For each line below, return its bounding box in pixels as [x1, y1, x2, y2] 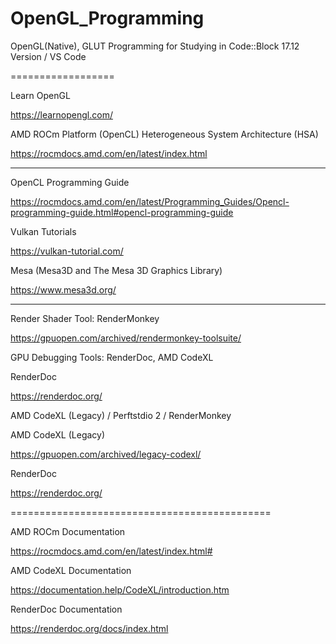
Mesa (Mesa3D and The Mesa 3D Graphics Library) [10, 264, 223, 276]
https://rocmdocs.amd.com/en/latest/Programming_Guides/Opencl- [10, 195, 290, 207]
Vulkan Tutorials [10, 225, 77, 237]
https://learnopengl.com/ [10, 108, 113, 121]
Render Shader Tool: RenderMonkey [10, 312, 160, 324]
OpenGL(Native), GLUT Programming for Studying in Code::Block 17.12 [10, 40, 300, 52]
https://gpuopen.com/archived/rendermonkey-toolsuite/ [10, 332, 242, 344]
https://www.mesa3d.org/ [10, 283, 117, 296]
